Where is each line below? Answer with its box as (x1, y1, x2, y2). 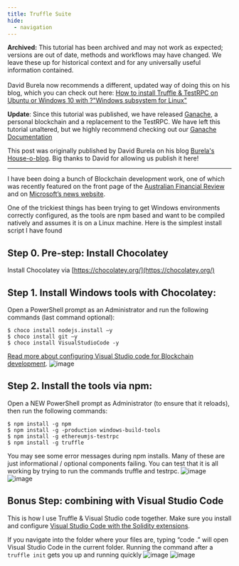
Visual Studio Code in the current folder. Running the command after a (7, 542, 213, 551)
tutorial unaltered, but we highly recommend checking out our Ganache (7, 125, 217, 134)
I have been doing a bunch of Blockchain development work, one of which (7, 175, 225, 183)
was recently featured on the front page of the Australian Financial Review (7, 182, 225, 191)
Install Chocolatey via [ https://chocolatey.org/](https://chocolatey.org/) (7, 266, 215, 274)
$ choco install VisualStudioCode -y (7, 339, 119, 346)
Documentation (7, 133, 53, 141)
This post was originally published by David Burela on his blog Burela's (7, 147, 215, 155)
